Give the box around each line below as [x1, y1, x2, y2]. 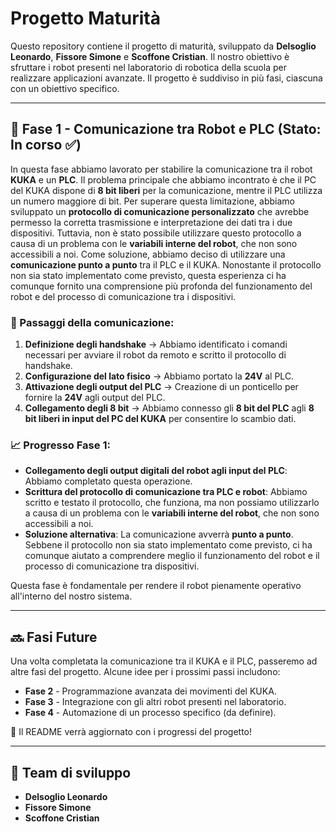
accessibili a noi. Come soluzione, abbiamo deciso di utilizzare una [10, 248, 286, 260]
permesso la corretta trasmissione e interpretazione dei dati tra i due [10, 216, 293, 228]
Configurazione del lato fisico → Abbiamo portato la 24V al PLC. [24, 370, 295, 382]
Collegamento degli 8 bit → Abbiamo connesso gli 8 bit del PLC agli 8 [24, 402, 315, 414]
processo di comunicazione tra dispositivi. [24, 560, 200, 572]
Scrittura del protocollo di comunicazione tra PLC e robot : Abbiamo [24, 486, 308, 498]
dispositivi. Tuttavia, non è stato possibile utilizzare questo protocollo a [10, 227, 302, 239]
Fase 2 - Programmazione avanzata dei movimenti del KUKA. [24, 685, 277, 697]
